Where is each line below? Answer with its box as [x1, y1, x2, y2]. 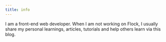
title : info [5, 7, 30, 12]
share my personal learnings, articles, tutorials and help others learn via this [5, 26, 161, 32]
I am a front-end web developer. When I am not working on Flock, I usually [5, 21, 158, 27]
